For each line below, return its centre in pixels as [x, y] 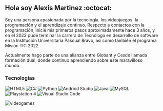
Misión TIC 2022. [22, 45]
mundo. [13, 65]
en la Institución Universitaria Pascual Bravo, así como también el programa [81, 40]
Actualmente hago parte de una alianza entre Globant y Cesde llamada [76, 55]
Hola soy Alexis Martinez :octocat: [59, 8]
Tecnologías [20, 78]
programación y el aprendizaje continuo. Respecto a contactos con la [75, 25]
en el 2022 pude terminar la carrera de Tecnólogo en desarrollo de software [81, 35]
